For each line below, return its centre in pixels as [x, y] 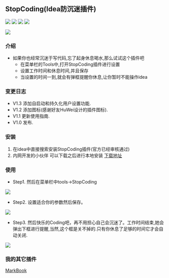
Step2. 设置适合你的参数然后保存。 [49, 202]
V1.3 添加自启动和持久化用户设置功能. [52, 104]
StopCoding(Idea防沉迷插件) [51, 9]
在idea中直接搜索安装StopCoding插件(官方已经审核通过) [71, 149]
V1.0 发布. [23, 122]
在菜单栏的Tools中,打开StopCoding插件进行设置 [70, 65]
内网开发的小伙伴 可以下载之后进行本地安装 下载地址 [67, 155]
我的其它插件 [21, 259]
